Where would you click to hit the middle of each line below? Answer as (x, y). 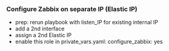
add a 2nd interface (40, 29)
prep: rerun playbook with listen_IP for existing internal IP (87, 22)
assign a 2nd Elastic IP (43, 35)
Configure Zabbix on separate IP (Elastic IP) (72, 9)
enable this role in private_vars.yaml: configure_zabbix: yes (89, 42)
